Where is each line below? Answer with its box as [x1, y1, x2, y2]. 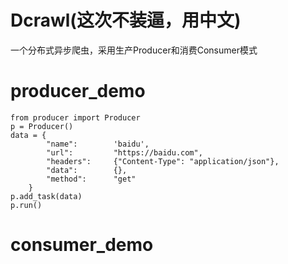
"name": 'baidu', [46, 139, 150, 149]
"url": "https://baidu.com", [46, 147, 203, 158]
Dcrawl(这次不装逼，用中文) [10, 9, 242, 32]
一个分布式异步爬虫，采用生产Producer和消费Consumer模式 [10, 44, 258, 56]
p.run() [10, 200, 43, 210]
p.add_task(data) [10, 191, 83, 201]
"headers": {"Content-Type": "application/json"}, [46, 156, 280, 166]
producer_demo [10, 80, 146, 103]
